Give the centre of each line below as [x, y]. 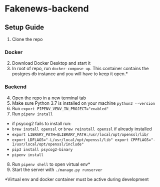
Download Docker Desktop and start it [51, 63]
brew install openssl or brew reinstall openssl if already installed [82, 129]
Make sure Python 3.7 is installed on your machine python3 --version [83, 103]
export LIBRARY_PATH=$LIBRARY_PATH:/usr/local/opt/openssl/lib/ [80, 134]
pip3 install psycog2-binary [42, 149]
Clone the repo [27, 39]
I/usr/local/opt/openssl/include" [48, 144]
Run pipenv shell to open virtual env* [51, 164]
